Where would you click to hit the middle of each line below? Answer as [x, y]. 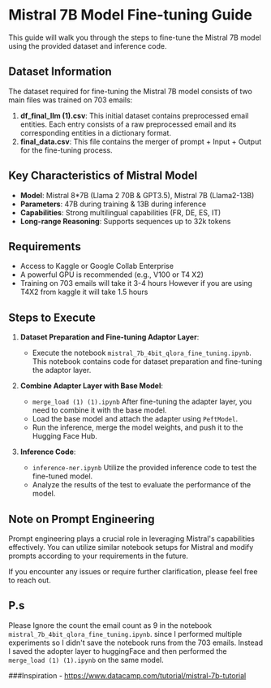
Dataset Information [60, 72]
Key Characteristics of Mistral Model [103, 176]
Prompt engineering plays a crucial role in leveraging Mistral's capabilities [132, 539]
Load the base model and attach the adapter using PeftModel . [135, 419]
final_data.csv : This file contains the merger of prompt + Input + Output [141, 141]
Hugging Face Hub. [65, 436]
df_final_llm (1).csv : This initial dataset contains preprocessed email [134, 115]
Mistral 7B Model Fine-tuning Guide [131, 15]
